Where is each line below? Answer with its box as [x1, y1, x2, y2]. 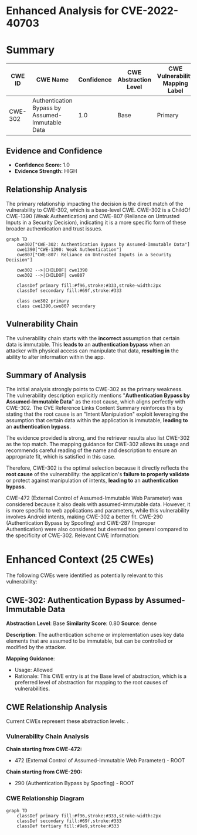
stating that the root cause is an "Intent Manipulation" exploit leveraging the [6, 410, 189, 417]
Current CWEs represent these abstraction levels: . [6, 717, 129, 725]
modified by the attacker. [6, 644, 66, 651]
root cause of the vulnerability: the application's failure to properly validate [6, 471, 189, 478]
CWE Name [36, 76, 69, 84]
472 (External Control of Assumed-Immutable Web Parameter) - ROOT [14, 757, 185, 764]
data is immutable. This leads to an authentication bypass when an [6, 341, 171, 348]
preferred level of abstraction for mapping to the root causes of [14, 679, 168, 686]
